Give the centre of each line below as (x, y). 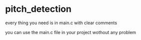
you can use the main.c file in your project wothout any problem (70, 32)
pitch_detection (38, 9)
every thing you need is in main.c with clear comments (61, 23)
